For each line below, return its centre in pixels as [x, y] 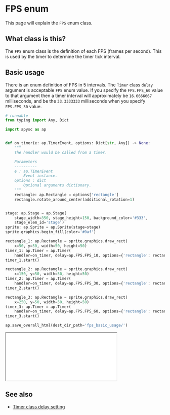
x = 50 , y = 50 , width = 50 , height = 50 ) [51, 246]
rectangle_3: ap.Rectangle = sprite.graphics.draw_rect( [67, 297]
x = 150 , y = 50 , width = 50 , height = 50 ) [52, 274]
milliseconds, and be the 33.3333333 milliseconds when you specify [75, 101]
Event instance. [40, 176]
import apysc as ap [26, 130]
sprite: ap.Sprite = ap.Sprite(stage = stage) [53, 227]
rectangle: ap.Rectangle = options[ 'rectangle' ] [67, 195]
